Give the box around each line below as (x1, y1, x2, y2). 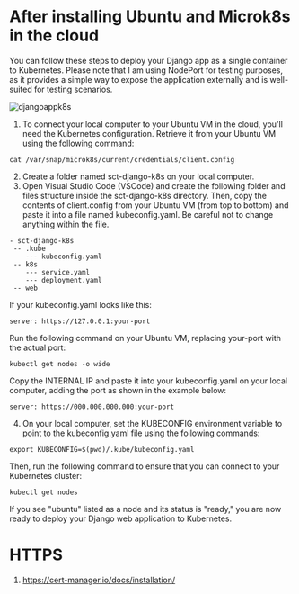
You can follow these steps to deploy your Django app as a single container (9, 55, 288, 66)
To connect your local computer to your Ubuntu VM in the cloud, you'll (22, 119, 283, 130)
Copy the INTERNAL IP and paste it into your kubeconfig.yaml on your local (9, 375, 288, 386)
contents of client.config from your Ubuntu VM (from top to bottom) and (22, 200, 289, 211)
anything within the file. (22, 219, 110, 229)
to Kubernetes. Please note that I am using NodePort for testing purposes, (9, 65, 284, 76)
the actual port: (9, 342, 66, 353)
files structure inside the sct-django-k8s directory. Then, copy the (22, 190, 268, 201)
